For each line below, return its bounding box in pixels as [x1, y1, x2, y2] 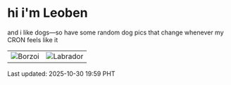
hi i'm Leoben [7, 5, 88, 21]
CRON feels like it [7, 35, 58, 44]
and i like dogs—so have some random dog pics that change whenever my [7, 28, 224, 37]
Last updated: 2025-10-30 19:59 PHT [7, 69, 115, 78]
